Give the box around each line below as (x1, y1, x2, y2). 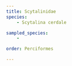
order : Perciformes (6, 46, 54, 52)
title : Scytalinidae (6, 8, 57, 15)
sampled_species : (6, 30, 49, 36)
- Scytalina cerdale (16, 19, 67, 25)
